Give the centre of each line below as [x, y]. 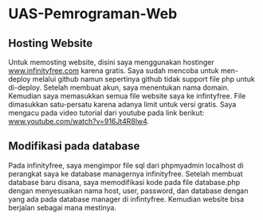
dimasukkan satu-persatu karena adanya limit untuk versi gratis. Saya [122, 104]
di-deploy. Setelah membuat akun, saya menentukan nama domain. [119, 87]
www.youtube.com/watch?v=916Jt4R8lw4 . [79, 121]
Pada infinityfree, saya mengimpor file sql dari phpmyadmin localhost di [126, 165]
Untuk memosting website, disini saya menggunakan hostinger [112, 62]
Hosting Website [51, 43]
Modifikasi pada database [74, 147]
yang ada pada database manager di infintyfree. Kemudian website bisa [126, 199]
